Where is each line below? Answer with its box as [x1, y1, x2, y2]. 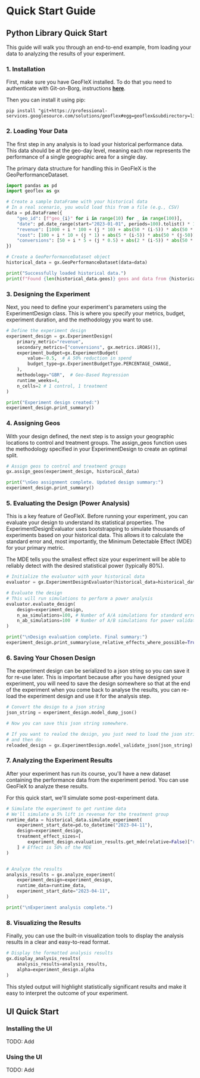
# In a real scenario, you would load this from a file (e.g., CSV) [6, 205, 180, 210]
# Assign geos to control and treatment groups [6, 463, 127, 469]
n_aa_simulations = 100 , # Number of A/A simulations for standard [17, 612, 183, 618]
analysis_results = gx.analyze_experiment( [6, 872, 116, 878]
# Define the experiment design [6, 328, 86, 334]
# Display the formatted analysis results [6, 950, 113, 956]
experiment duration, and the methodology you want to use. [6, 316, 154, 323]
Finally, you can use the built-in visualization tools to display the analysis [6, 932, 184, 940]
